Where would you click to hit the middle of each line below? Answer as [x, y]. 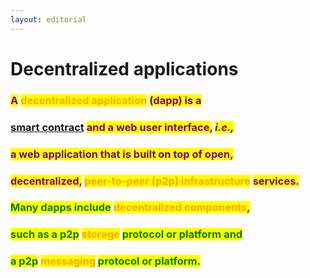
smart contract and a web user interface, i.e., [122, 127]
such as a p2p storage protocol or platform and [126, 234]
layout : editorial [48, 19]
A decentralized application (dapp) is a [106, 100]
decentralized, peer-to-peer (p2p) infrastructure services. [155, 181]
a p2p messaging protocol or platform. [105, 261]
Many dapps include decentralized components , [130, 208]
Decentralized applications [124, 68]
